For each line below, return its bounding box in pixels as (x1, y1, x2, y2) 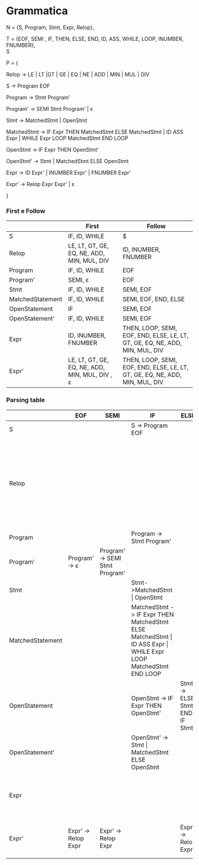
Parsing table (6, 396, 46, 404)
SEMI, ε (68, 276, 89, 284)
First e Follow (6, 206, 46, 215)
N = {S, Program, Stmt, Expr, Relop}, (6, 24, 95, 31)
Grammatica (6, 4, 68, 18)
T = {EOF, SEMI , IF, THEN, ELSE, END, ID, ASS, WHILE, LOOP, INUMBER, (6, 35, 184, 42)
